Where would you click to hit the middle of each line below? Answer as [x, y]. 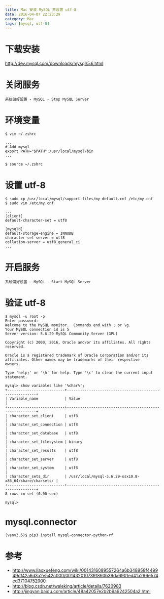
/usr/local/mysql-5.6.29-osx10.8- [104, 476]
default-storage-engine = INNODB [39, 233]
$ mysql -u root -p [25, 316]
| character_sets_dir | [36, 476]
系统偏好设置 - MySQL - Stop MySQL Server [47, 99]
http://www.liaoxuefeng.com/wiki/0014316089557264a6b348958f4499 [85, 570]
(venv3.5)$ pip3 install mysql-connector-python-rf [59, 535]
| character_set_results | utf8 [42, 450]
